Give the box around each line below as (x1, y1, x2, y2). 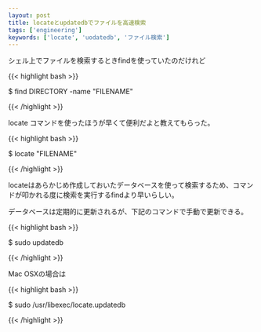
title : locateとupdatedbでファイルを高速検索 (8, 19, 147, 27)
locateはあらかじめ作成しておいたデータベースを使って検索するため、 (8, 181, 234, 190)
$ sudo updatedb (8, 238, 64, 247)
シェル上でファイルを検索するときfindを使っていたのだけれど (8, 56, 206, 65)
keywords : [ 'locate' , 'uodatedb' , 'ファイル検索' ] (8, 33, 170, 42)
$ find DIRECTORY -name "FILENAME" (8, 87, 133, 97)
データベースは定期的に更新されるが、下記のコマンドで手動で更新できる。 (8, 207, 248, 217)
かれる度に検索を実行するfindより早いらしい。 (28, 190, 179, 200)
